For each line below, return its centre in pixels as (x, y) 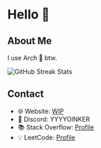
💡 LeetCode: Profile (47, 137)
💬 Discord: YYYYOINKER (54, 119)
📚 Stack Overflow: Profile (56, 127)
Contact (26, 94)
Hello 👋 (28, 15)
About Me (30, 41)
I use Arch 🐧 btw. (32, 58)
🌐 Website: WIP (41, 111)
